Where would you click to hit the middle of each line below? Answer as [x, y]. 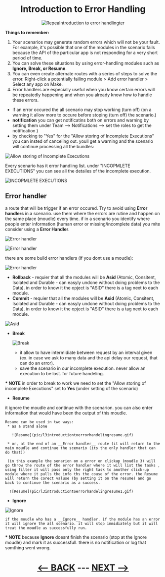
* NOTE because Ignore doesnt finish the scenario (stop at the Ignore [76, 537]
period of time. [27, 58]
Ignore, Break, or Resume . [39, 68]
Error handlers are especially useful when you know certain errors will [83, 89]
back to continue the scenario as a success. [53, 483]
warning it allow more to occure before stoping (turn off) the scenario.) [84, 115]
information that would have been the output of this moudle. [66, 413]
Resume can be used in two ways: [40, 422]
